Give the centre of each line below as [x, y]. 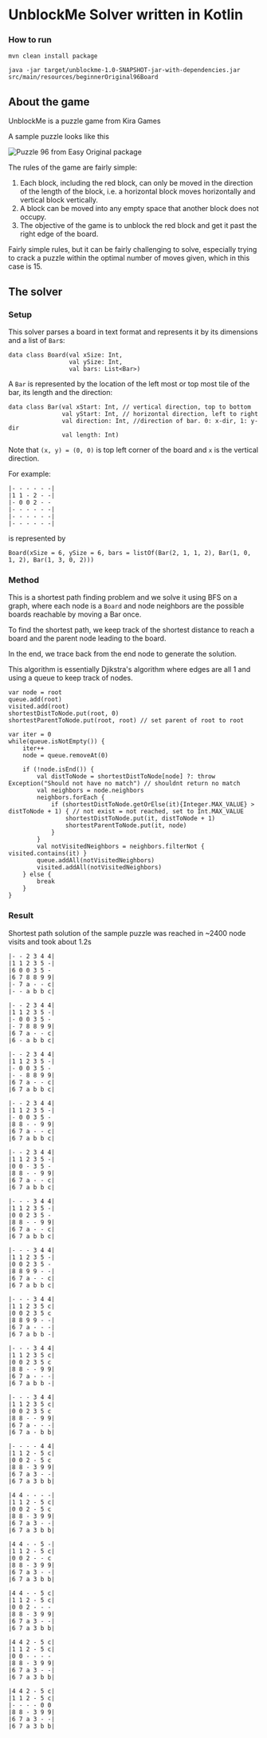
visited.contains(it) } [48, 853]
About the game [49, 102]
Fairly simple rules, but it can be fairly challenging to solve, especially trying [133, 250]
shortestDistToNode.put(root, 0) [64, 713]
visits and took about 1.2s [50, 941]
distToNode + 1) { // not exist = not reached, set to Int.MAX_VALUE [126, 812]
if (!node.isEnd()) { [58, 769]
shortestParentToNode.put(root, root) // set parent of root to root [126, 721]
